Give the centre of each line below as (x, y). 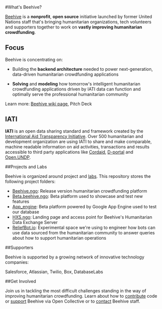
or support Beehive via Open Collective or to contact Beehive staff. (73, 301)
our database (26, 212)
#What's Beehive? (23, 7)
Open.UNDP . (18, 157)
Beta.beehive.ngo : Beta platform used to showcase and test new (78, 196)
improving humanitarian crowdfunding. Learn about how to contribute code (81, 296)
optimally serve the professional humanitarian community (70, 94)
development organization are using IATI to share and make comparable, (79, 141)
